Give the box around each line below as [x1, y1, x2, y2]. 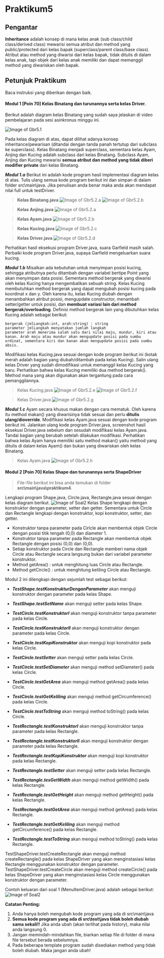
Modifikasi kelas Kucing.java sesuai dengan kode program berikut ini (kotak [5, 351, 158, 357]
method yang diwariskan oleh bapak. [5, 63, 80, 68]
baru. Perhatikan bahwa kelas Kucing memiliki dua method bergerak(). [5, 367, 147, 373]
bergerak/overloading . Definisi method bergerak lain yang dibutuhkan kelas [5, 307, 159, 313]
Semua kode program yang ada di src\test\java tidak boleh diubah [12, 916, 149, 922]
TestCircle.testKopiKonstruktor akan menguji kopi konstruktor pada [12, 640, 151, 646]
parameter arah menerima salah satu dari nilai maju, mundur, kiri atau [5, 330, 157, 335]
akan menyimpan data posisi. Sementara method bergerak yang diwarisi [5, 275, 151, 281]
